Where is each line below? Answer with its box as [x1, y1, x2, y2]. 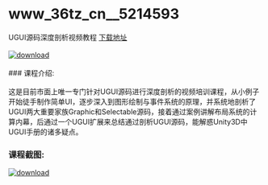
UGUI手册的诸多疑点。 [8, 126, 83, 137]
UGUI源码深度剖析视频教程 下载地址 [8, 32, 128, 42]
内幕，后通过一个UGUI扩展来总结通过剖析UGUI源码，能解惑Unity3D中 [15, 117, 248, 126]
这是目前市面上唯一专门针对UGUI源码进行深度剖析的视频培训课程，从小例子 [8, 86, 260, 97]
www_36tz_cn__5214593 [8, 5, 180, 23]
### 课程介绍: [8, 68, 55, 77]
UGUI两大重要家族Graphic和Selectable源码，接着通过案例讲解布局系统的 [8, 106, 250, 117]
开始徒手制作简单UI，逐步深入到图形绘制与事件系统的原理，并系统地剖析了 [8, 97, 257, 106]
